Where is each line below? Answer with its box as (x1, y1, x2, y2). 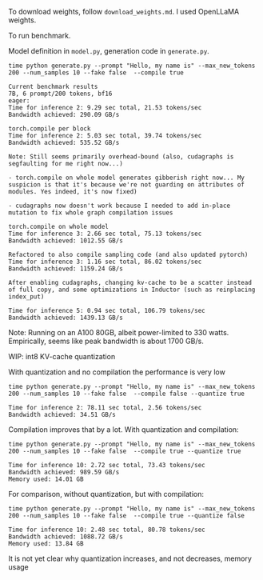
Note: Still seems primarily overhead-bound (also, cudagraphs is (8, 153, 234, 161)
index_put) (8, 293, 45, 301)
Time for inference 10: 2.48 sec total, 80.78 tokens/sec (8, 526, 205, 534)
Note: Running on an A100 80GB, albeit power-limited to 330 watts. (8, 328, 229, 337)
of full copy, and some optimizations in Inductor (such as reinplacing (8, 286, 256, 294)
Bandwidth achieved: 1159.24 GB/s (8, 265, 124, 273)
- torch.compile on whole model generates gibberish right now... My (8, 174, 245, 182)
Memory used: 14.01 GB (8, 475, 84, 483)
